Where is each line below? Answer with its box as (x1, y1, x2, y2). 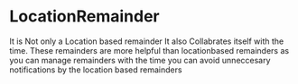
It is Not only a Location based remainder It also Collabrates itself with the (9, 36, 284, 46)
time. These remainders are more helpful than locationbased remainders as (9, 45, 290, 55)
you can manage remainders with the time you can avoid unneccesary (9, 55, 271, 65)
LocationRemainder (9, 6, 160, 27)
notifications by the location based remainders (9, 64, 182, 75)
